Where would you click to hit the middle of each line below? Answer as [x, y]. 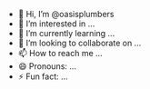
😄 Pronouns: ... [47, 66]
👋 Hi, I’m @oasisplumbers [66, 14]
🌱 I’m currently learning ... [66, 33]
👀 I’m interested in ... [56, 24]
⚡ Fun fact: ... [43, 76]
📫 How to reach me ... [60, 53]
